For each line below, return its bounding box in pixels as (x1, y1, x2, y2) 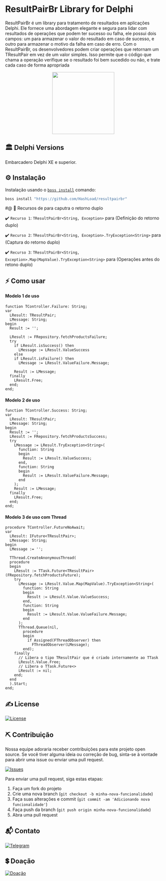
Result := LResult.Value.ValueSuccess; (27, 595, 110, 600)
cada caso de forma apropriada (5, 62, 70, 68)
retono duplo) (5, 262, 33, 268)
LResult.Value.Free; (18, 660, 61, 665)
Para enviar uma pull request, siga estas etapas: (5, 776, 103, 782)
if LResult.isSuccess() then (14, 343, 74, 348)
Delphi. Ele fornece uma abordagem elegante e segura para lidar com (5, 25, 147, 31)
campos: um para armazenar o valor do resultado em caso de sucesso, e (5, 36, 155, 42)
